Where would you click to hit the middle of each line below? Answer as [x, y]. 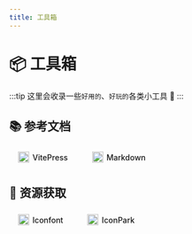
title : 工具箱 [33, 17]
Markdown [126, 157]
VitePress [50, 157]
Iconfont [48, 220]
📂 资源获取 [38, 193]
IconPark [118, 220]
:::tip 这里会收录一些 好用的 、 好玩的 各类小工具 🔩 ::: [96, 96]
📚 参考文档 [40, 126]
